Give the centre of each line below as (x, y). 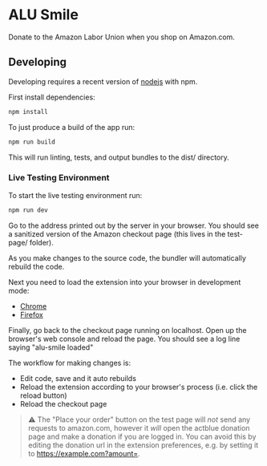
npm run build (32, 142)
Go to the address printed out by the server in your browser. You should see (133, 225)
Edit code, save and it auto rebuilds (78, 378)
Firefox (32, 314)
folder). (42, 242)
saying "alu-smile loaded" (51, 347)
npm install (28, 111)
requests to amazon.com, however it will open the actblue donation (139, 428)
